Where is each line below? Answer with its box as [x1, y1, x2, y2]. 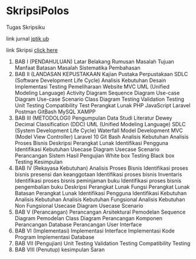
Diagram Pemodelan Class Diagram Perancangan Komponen [14, 214, 162, 222]
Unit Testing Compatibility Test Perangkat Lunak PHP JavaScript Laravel [14, 101, 191, 109]
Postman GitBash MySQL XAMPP [14, 108, 96, 115]
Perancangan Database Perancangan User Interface [14, 221, 142, 228]
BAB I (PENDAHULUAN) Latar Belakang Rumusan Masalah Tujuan [14, 58, 174, 65]
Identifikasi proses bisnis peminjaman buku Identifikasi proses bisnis [14, 177, 182, 184]
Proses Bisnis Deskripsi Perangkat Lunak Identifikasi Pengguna [14, 139, 168, 146]
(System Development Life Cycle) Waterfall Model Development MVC [14, 127, 183, 134]
